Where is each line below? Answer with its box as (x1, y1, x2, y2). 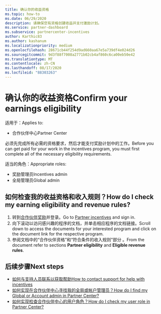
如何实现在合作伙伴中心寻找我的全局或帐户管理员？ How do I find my (12, 287, 148, 293)
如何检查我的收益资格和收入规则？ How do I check (5, 193, 154, 201)
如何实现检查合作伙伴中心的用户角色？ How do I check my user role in (12, 298, 150, 304)
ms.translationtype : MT (5, 57, 53, 62)
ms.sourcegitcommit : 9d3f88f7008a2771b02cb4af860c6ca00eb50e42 (5, 52, 135, 57)
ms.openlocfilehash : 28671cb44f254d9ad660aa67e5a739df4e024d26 (5, 47, 135, 52)
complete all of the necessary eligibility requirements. (5, 151, 112, 157)
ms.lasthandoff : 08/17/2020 (5, 66, 62, 71)
